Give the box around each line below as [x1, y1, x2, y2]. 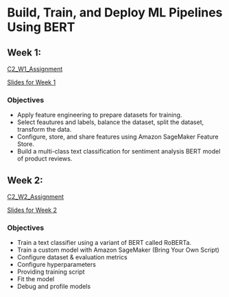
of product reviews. [16, 154, 73, 163]
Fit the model [16, 275, 55, 283]
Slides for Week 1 [7, 78, 56, 86]
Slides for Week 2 [7, 206, 57, 214]
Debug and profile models [16, 283, 91, 291]
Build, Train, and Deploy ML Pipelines [7, 5, 223, 21]
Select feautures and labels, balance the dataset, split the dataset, [16, 118, 204, 126]
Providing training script [16, 268, 85, 276]
